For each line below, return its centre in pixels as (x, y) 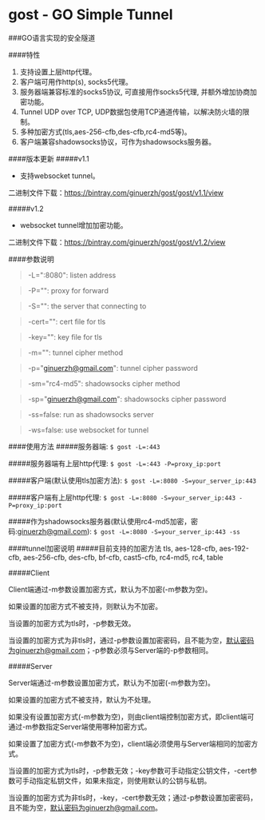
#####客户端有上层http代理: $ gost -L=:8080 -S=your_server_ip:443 (122, 497)
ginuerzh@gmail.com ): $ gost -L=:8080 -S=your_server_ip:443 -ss (129, 531)
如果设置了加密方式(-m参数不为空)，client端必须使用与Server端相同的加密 (130, 743)
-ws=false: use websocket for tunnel (88, 430)
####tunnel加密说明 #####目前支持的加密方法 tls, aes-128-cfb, (113, 548)
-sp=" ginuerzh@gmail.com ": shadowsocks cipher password (127, 399)
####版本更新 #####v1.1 (49, 158)
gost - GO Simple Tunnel (91, 15)
